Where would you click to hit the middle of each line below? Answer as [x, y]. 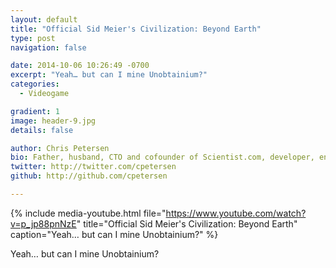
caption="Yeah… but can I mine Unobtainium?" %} [114, 234]
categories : [35, 84]
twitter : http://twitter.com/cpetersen [93, 167]
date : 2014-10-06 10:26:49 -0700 [80, 66]
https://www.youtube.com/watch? [236, 213]
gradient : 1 [35, 111]
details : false [42, 130]
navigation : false [48, 47]
